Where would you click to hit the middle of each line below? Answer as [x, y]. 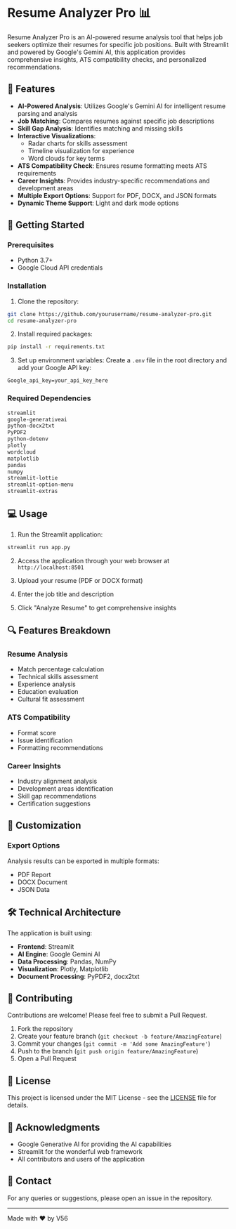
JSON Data [34, 889]
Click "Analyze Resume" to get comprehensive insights [97, 607]
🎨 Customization [44, 826]
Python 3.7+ [35, 261]
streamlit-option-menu [40, 485]
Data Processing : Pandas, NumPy [67, 961]
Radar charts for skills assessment [78, 143]
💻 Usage [27, 514]
